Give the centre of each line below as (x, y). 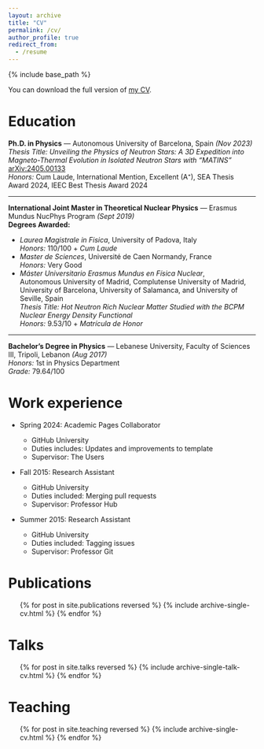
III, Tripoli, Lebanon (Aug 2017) (58, 354)
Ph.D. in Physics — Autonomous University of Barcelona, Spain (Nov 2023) (130, 143)
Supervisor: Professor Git (72, 551)
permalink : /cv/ (35, 30)
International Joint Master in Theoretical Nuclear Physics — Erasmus (123, 208)
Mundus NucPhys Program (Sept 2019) (71, 216)
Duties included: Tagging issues (83, 543)
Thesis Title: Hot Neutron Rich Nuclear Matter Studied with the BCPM (132, 306)
